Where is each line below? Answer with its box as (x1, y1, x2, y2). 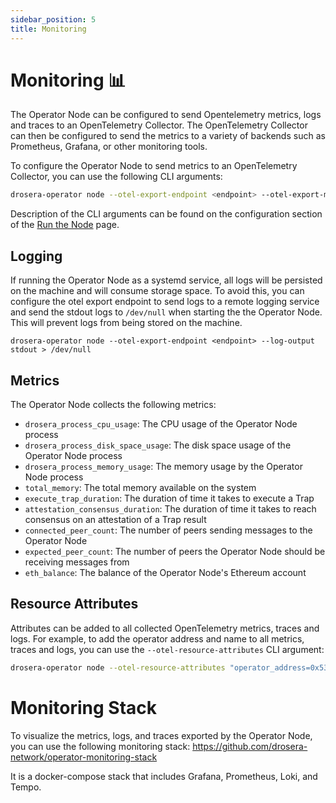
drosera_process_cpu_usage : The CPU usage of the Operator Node (24, 417, 298, 430)
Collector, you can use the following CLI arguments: (10, 171, 223, 183)
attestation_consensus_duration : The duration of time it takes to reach (24, 502, 317, 515)
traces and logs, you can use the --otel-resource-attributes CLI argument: (10, 643, 325, 655)
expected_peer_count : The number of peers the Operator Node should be (24, 545, 326, 557)
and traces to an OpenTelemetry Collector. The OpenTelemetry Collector (10, 119, 308, 131)
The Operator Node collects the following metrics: (10, 398, 217, 410)
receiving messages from (24, 556, 130, 568)
